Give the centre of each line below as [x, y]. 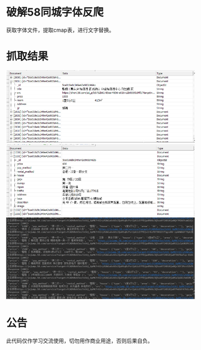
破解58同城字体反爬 [55, 12]
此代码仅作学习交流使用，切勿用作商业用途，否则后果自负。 [80, 341]
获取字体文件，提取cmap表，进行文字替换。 [60, 30]
